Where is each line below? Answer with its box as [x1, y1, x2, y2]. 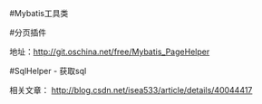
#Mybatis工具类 [9, 8, 69, 18]
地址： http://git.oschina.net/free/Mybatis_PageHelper [9, 46, 210, 57]
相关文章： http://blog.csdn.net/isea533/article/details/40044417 [9, 85, 253, 95]
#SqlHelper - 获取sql [9, 66, 87, 76]
